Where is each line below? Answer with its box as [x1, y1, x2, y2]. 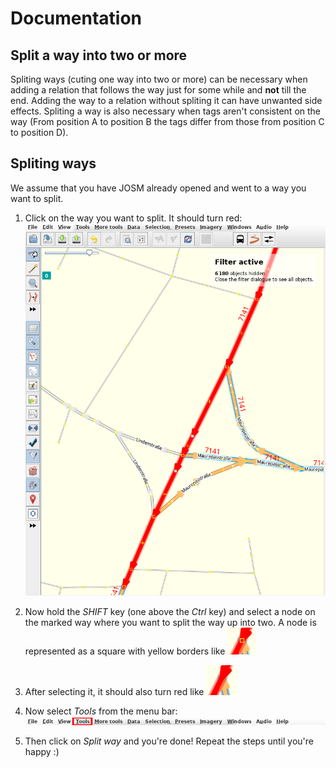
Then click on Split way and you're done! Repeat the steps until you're [24, 735, 314, 747]
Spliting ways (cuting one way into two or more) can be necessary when [10, 73, 308, 85]
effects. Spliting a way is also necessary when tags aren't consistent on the [10, 105, 322, 117]
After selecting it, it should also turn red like [24, 686, 205, 698]
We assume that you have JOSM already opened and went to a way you [10, 182, 307, 194]
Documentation [10, 7, 143, 30]
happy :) [24, 746, 60, 758]
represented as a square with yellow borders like [24, 645, 226, 657]
